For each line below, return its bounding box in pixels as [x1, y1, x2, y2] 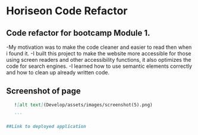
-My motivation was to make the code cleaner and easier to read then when [6, 43, 192, 51]
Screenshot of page [6, 86, 81, 96]
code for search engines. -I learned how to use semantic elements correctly [6, 62, 192, 70]
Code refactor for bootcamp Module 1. [6, 28, 150, 38]
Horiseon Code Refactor [6, 4, 128, 18]
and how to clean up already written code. [6, 69, 110, 76]
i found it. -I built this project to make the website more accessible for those [6, 50, 191, 57]
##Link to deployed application [6, 123, 86, 129]
